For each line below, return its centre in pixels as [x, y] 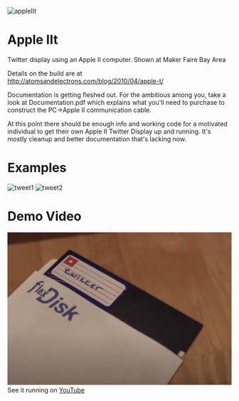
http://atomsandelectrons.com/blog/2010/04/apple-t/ [85, 81]
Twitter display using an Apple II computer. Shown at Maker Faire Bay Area [117, 59]
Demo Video [44, 217]
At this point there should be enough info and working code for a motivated [117, 123]
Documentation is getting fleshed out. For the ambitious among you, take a [117, 95]
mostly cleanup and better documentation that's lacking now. [97, 138]
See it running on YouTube [46, 390]
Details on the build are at [45, 73]
